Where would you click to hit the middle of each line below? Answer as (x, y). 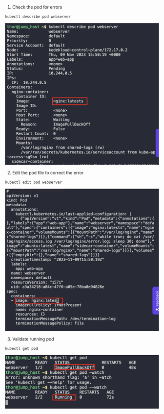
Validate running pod (33, 339)
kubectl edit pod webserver (34, 183)
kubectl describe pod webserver (38, 17)
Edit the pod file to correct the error (48, 173)
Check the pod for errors (37, 7)
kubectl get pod (21, 349)
